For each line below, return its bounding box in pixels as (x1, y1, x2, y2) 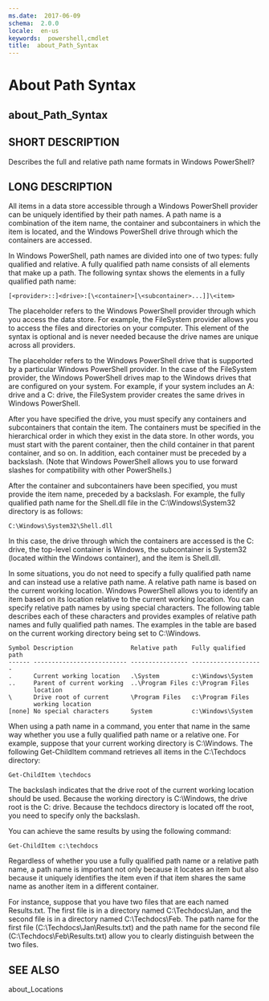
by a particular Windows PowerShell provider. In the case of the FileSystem (8, 365, 257, 374)
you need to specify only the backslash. (8, 811, 141, 820)
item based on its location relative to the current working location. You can (8, 594, 255, 604)
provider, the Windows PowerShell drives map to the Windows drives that (8, 373, 251, 382)
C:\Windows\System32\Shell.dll (8, 522, 113, 530)
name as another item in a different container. (8, 881, 159, 892)
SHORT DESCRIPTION (8, 136, 120, 149)
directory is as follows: (8, 507, 84, 517)
